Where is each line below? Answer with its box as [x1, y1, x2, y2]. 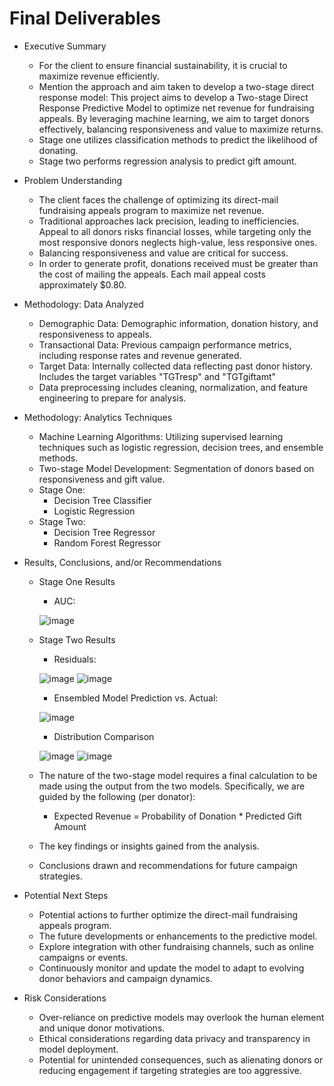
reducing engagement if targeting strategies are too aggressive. [38, 1064, 302, 1076]
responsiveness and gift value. [38, 473, 166, 485]
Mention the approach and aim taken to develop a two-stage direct [38, 80, 315, 92]
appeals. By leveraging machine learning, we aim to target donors [38, 112, 310, 124]
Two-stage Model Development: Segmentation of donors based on [38, 462, 315, 474]
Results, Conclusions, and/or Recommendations [23, 556, 222, 568]
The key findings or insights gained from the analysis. [38, 840, 260, 852]
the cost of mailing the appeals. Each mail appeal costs [38, 268, 266, 280]
